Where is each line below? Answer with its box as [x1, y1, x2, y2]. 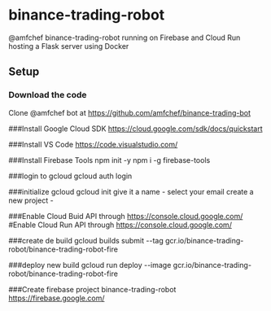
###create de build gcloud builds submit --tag [8, 235, 164, 245]
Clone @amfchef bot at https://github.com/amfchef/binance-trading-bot [8, 107, 251, 117]
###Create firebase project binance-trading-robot [8, 284, 177, 294]
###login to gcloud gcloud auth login [8, 171, 133, 181]
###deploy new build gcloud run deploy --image [8, 260, 172, 269]
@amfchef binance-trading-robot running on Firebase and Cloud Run [8, 33, 241, 42]
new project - [8, 195, 55, 205]
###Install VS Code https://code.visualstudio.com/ [8, 139, 178, 149]
